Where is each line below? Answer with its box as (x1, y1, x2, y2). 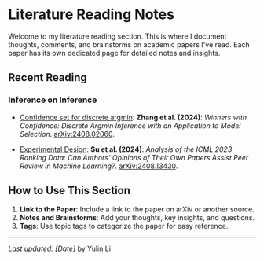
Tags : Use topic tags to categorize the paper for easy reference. (19, 222, 229, 231)
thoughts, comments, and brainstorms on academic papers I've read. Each (8, 39, 250, 49)
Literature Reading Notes (8, 6, 175, 24)
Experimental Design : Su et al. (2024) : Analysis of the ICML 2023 (19, 144, 233, 154)
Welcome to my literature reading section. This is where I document (8, 31, 227, 41)
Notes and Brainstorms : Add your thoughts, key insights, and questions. (19, 213, 255, 222)
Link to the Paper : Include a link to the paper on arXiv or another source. (19, 204, 255, 214)
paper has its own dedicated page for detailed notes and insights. (8, 48, 221, 57)
